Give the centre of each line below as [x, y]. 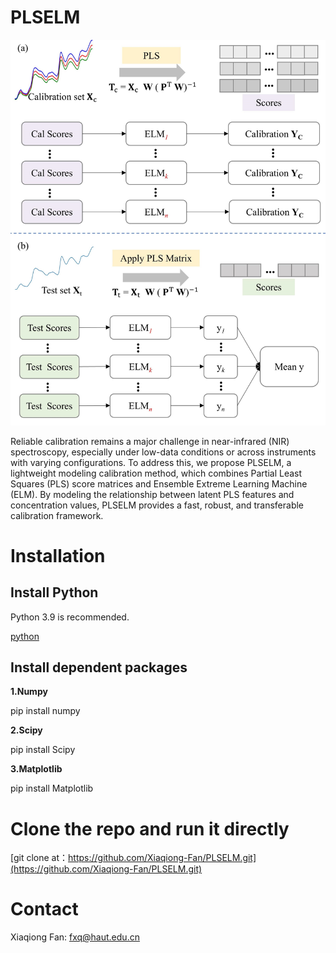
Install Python [54, 592]
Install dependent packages [99, 667]
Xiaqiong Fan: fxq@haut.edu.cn [75, 937]
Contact [44, 909]
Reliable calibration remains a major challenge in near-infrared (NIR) [150, 441]
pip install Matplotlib [52, 788]
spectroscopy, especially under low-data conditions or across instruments [163, 452]
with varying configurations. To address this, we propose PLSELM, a [151, 462]
